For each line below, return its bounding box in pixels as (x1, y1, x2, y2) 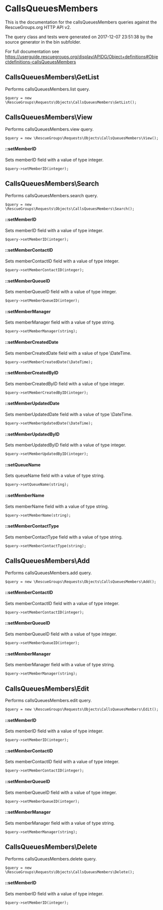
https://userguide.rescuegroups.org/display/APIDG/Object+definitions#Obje (5, 53, 158, 59)
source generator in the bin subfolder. (5, 39, 82, 45)
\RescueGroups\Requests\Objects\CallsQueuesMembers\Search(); (5, 206, 135, 211)
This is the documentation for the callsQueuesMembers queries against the (5, 19, 157, 25)
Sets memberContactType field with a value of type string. (5, 534, 123, 540)
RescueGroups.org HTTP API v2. (5, 24, 71, 30)
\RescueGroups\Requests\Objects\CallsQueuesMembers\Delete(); (5, 869, 135, 874)
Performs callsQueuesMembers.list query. (5, 86, 90, 92)
